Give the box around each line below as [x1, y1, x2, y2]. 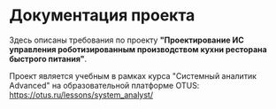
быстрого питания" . [9, 53, 87, 64]
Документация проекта [9, 5, 195, 26]
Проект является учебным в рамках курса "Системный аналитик [9, 70, 257, 81]
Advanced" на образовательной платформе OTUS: [9, 80, 200, 90]
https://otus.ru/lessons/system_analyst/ [9, 90, 153, 100]
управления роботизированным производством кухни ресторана [9, 43, 267, 54]
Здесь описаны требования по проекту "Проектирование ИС [9, 35, 245, 45]
